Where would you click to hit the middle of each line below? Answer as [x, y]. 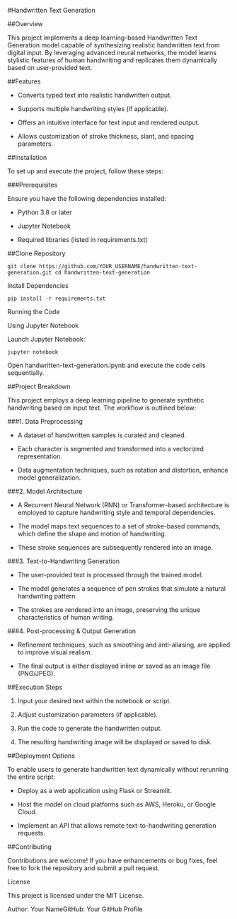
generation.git [30, 272]
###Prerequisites [33, 185]
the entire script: [31, 777]
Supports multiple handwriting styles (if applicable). [93, 109]
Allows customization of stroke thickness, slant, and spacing [106, 136]
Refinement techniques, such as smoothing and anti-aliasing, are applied [124, 645]
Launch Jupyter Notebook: [46, 339]
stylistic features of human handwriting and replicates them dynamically [112, 60]
